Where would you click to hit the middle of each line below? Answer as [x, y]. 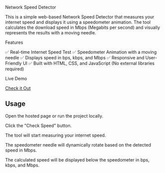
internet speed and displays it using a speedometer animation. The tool [78, 22]
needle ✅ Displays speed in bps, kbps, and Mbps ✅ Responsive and [75, 58]
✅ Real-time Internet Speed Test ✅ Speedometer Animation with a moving [81, 52]
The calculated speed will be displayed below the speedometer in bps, [77, 160]
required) [15, 69]
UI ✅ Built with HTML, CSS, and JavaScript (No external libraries [89, 63]
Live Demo [16, 79]
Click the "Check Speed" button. [39, 125]
